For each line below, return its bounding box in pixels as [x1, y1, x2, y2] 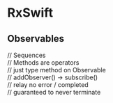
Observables [7, 33, 65, 45]
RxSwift [7, 5, 54, 21]
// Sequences [7, 51, 47, 59]
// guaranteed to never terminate [7, 88, 101, 96]
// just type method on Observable [7, 66, 106, 74]
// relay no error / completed [7, 81, 89, 88]
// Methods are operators [7, 58, 80, 67]
